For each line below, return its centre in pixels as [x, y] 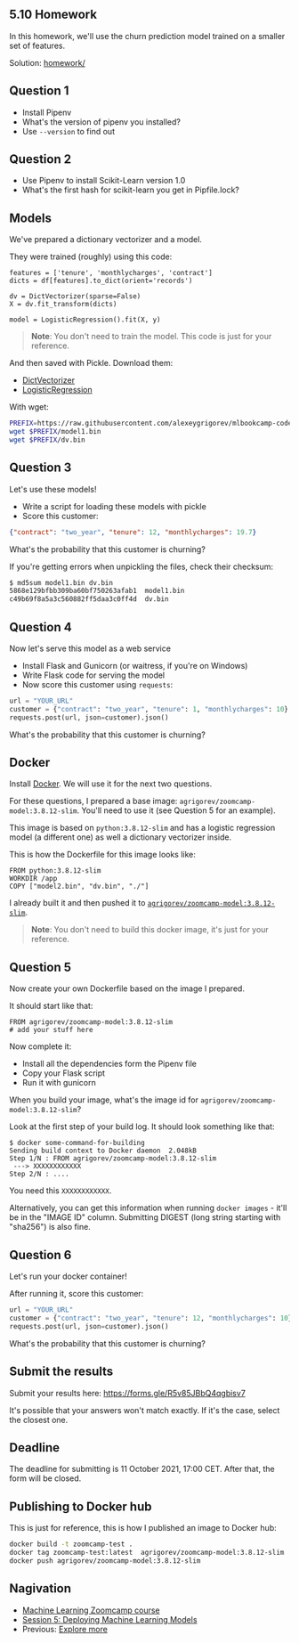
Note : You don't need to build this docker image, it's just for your [149, 930]
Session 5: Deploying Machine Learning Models [109, 1619]
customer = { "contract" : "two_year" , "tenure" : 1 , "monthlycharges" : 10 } [149, 709]
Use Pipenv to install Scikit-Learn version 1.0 [104, 181]
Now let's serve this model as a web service [90, 648]
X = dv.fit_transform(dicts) [63, 305]
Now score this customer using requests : [97, 684]
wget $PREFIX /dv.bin [48, 440]
